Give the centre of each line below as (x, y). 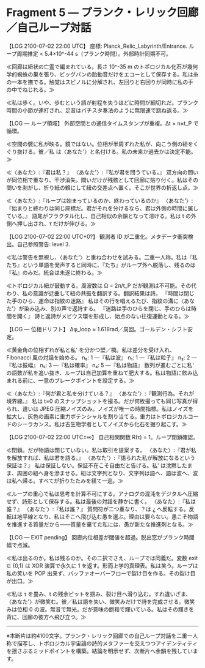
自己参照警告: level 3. (43, 244)
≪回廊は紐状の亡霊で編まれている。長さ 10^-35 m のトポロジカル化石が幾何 (102, 66)
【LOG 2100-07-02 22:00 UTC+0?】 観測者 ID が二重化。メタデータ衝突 (97, 236)
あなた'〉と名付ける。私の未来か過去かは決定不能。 (131, 151)
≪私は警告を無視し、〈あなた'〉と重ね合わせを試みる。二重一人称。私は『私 (102, 257)
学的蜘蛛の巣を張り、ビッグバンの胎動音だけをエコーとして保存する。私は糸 (103, 74)
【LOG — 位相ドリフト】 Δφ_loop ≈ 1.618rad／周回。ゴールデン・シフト (97, 329)
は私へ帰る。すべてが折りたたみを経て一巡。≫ (65, 481)
